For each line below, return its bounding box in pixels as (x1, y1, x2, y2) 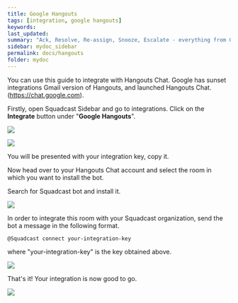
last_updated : (7, 30, 50, 37)
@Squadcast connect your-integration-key (7, 234, 132, 242)
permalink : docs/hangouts (7, 50, 84, 57)
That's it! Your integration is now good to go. (7, 274, 137, 283)
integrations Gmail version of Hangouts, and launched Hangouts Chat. (7, 83, 212, 92)
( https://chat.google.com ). (7, 90, 84, 99)
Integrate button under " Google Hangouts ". (7, 112, 136, 120)
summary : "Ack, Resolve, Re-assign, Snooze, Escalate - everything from (7, 37, 227, 44)
